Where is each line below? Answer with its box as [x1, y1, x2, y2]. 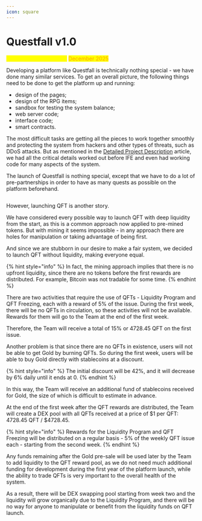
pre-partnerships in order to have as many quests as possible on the [6, 179, 177, 186]
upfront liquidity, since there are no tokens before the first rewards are [6, 269, 181, 276]
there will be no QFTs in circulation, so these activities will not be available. [6, 306, 192, 314]
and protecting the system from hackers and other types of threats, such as [6, 141, 195, 149]
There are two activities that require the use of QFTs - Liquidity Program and [6, 293, 196, 301]
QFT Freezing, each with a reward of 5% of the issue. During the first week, [6, 300, 194, 307]
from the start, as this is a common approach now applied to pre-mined [6, 220, 184, 227]
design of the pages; [14, 91, 67, 98]
